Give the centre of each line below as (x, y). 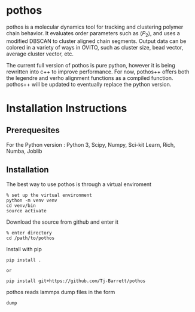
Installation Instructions (67, 108)
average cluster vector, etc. (40, 54)
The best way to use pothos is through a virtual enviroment (79, 184)
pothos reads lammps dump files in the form (61, 292)
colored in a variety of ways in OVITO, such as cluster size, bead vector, (95, 47)
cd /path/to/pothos (31, 238)
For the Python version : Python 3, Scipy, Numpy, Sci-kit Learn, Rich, (91, 144)
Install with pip (24, 249)
